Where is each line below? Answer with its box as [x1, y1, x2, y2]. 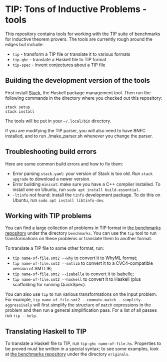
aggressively [5, 303, 32, 308]
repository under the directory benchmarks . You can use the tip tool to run [5, 230, 156, 236]
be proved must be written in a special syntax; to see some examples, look [5, 346, 159, 352]
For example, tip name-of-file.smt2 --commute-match [5, 297, 116, 303]
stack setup [5, 104, 30, 110]
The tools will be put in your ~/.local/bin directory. [5, 118, 111, 124]
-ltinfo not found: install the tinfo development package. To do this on [12, 192, 161, 198]
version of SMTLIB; [12, 266, 52, 272]
